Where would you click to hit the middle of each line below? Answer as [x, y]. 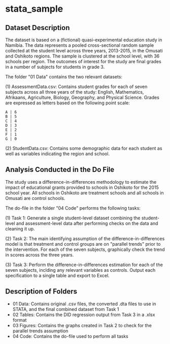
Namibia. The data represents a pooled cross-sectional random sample [80, 45]
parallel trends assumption [40, 331]
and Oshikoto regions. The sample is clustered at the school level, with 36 [82, 56]
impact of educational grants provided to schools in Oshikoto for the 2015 [82, 187]
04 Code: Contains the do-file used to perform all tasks [70, 336]
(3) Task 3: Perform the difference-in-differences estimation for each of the [84, 265]
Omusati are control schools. [35, 198]
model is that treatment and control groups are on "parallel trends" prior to [83, 244]
